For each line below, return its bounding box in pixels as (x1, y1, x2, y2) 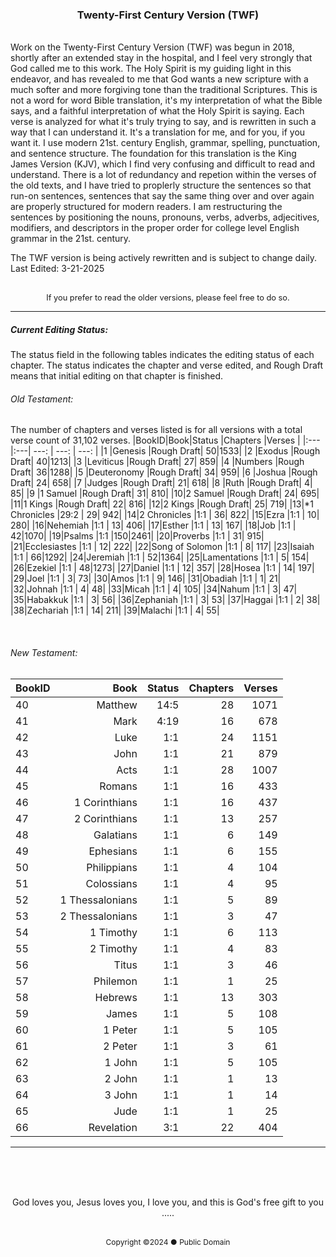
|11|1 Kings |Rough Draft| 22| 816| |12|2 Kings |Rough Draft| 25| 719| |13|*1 (10, 498, 314, 510)
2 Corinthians (73, 811, 138, 825)
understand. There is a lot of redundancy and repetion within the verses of (10, 169, 317, 181)
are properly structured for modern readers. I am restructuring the (10, 201, 283, 213)
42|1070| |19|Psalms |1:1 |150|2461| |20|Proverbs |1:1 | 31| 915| (10, 530, 265, 542)
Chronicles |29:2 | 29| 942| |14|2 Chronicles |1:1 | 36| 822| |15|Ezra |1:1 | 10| (10, 509, 320, 521)
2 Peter (103, 1039, 138, 1053)
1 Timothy (89, 925, 138, 939)
